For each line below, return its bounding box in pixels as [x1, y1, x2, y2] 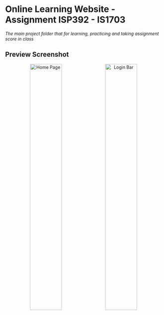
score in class [5, 36, 34, 42]
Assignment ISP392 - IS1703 [5, 14, 126, 25]
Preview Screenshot [5, 50, 69, 59]
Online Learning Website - [5, 3, 115, 15]
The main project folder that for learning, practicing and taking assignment [5, 30, 159, 36]
